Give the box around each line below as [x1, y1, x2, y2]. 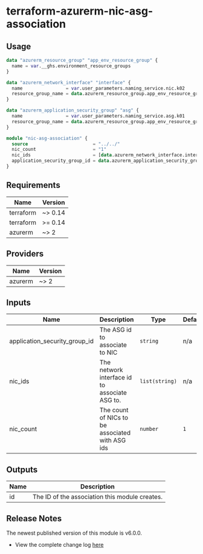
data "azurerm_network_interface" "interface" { [6, 79, 131, 85]
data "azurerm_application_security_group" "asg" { [6, 107, 139, 113]
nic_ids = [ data [11, 152, 112, 158]
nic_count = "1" [11, 147, 107, 153]
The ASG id [99, 325, 132, 334]
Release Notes [6, 513, 62, 524]
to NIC [99, 349, 118, 357]
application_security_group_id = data [11, 158, 110, 164]
